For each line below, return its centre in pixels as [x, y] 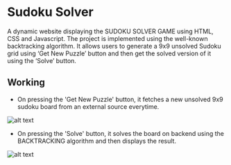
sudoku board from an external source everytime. [88, 106]
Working [26, 83]
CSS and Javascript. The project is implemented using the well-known [108, 38]
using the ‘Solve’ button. [42, 60]
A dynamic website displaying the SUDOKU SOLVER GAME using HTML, [110, 31]
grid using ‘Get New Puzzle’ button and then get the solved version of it [109, 53]
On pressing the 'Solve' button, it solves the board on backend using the [120, 133]
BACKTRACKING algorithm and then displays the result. [97, 141]
